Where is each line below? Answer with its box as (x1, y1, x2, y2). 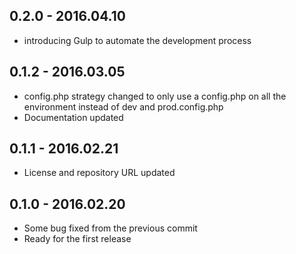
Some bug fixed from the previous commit (23, 222, 198, 234)
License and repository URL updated (23, 167, 176, 179)
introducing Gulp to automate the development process (23, 34, 252, 46)
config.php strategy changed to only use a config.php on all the (23, 90, 287, 102)
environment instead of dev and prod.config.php (23, 100, 224, 113)
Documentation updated (23, 111, 124, 123)
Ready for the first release (23, 233, 132, 245)
